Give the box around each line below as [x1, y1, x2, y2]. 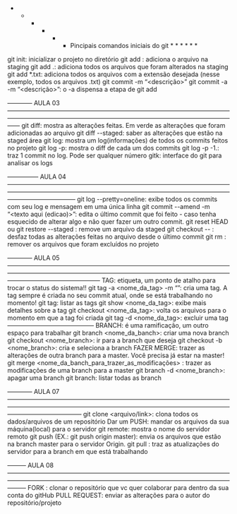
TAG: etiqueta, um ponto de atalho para [101, 276, 217, 285]
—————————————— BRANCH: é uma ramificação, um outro [7, 321, 209, 329]
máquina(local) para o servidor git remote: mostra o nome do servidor [7, 425, 210, 433]
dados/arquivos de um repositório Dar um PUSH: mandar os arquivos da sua [7, 417, 229, 426]
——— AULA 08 [7, 461, 54, 470]
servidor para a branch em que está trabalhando [7, 448, 148, 455]
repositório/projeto [7, 498, 62, 507]
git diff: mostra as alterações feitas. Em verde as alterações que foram [20, 121, 226, 129]
